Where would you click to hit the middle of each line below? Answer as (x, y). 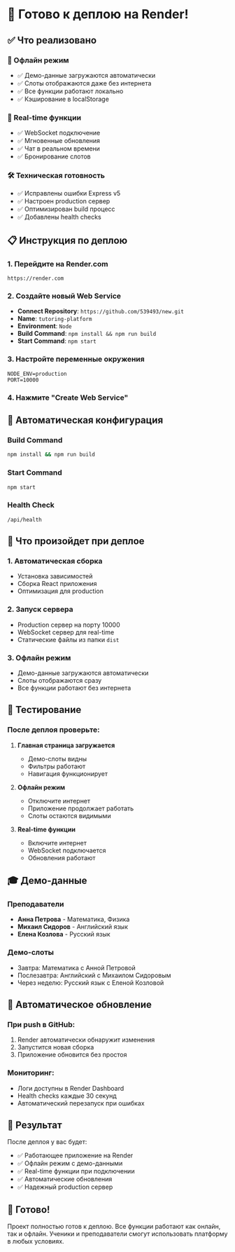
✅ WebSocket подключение (59, 133)
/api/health (24, 519)
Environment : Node (44, 326)
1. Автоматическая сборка (55, 562)
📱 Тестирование (44, 710)
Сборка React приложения (57, 584)
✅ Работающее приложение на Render (75, 1155)
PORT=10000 (23, 380)
